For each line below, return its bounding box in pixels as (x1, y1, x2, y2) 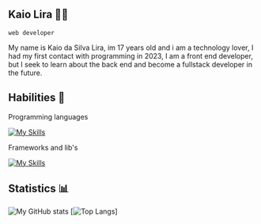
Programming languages (8, 112, 89, 121)
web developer (8, 28, 55, 36)
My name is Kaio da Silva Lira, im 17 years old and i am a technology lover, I (8, 43, 254, 52)
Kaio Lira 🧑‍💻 (8, 8, 69, 21)
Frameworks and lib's (8, 142, 78, 152)
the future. (8, 68, 43, 78)
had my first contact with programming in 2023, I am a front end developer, (8, 51, 253, 60)
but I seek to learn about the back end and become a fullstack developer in (8, 59, 253, 69)
